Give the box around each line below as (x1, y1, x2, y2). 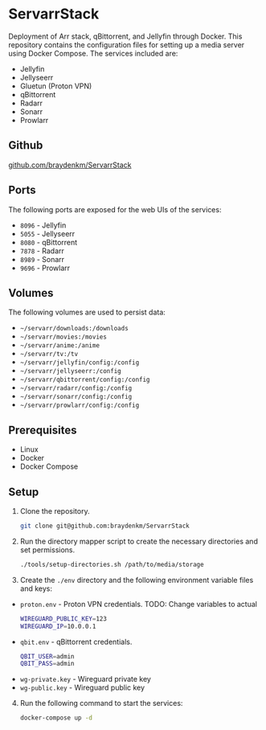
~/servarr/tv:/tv (19, 351, 79, 359)
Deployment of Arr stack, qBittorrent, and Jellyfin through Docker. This (8, 31, 243, 41)
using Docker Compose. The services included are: (8, 48, 178, 58)
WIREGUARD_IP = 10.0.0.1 (19, 622, 96, 630)
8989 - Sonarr (19, 254, 65, 264)
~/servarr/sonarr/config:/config (19, 393, 133, 401)
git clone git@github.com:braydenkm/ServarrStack (19, 522, 190, 530)
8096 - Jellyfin (19, 220, 67, 230)
